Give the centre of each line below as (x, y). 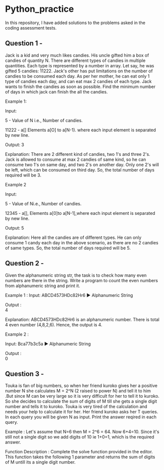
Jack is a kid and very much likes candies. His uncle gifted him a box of (77, 55)
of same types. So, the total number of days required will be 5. (68, 248)
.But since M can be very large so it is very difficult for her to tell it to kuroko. (82, 396)
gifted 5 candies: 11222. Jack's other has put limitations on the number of (79, 71)
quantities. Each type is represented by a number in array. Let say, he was (80, 65)
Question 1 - (24, 44)
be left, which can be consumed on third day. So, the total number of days (80, 170)
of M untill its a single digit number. (40, 462)
